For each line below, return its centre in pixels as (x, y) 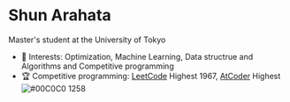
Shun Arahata (60, 15)
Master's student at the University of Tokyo (87, 40)
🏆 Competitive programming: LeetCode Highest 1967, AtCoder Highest (151, 76)
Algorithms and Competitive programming (97, 66)
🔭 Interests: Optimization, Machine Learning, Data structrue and (137, 56)
